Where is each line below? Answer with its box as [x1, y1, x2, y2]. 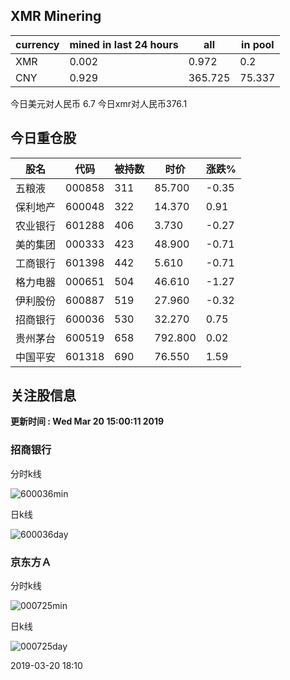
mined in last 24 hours [69, 37, 179, 51]
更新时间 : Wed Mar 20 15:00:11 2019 [10, 415, 165, 428]
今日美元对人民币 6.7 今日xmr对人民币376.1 [10, 97, 188, 109]
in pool [241, 37, 275, 51]
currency [15, 37, 60, 51]
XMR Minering [10, 8, 102, 25]
